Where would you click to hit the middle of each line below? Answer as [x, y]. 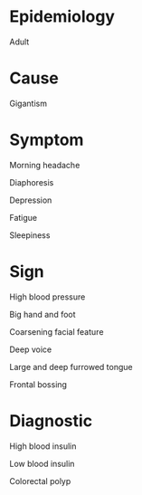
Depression [31, 200]
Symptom [47, 140]
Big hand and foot [43, 314]
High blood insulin [43, 446]
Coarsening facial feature [57, 331]
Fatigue [24, 217]
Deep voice [31, 349]
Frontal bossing [38, 384]
